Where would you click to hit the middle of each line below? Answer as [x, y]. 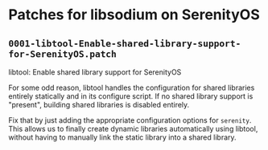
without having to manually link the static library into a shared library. [122, 137]
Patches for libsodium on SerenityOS [134, 15]
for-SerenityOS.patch [62, 54]
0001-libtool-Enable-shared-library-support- [125, 43]
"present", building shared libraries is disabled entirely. [99, 105]
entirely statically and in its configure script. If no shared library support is [131, 96]
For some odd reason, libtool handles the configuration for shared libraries [132, 87]
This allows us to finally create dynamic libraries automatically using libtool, [133, 129]
